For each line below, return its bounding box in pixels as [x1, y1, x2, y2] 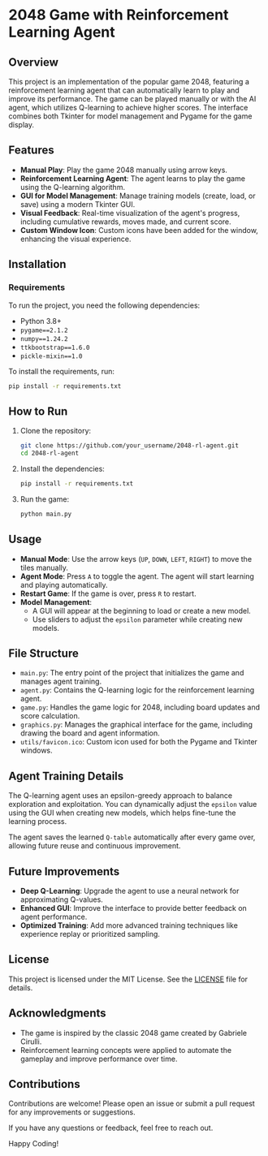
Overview [8, 55, 59, 69]
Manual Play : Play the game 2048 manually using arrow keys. [19, 165, 227, 175]
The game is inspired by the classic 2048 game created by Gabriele [19, 1028, 248, 1037]
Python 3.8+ [19, 316, 63, 326]
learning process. [8, 817, 67, 826]
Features [8, 144, 54, 157]
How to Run [8, 404, 68, 418]
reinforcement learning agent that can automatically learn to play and [8, 85, 240, 95]
